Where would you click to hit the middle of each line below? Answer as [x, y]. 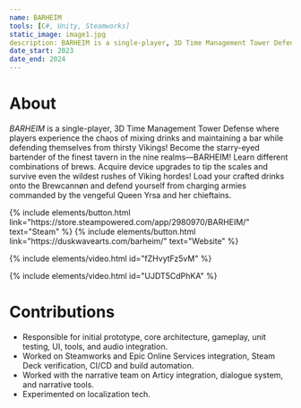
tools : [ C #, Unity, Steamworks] [69, 26]
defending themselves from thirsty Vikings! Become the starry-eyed [134, 147]
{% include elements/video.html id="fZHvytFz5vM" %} [111, 258]
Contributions [62, 313]
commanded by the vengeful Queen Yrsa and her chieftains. [120, 195]
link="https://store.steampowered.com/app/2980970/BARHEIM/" [129, 221]
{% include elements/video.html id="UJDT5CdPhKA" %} [113, 275]
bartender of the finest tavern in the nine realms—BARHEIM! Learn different [149, 157]
